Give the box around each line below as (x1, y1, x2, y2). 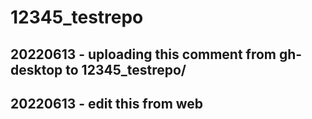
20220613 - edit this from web (10, 95, 204, 112)
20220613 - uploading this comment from (10, 46, 277, 63)
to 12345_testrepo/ (65, 61, 187, 78)
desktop (10, 61, 63, 78)
